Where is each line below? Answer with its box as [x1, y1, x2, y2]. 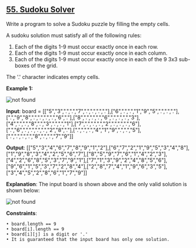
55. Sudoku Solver [6, 5, 75, 15]
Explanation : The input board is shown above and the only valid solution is [6, 180, 187, 187]
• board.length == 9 [6, 221, 57, 227]
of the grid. [31, 62, 58, 69]
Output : [6, 144, 25, 151]
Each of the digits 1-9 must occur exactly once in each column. [14, 49, 168, 57]
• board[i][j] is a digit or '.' [6, 231, 88, 237]
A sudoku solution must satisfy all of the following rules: [6, 32, 142, 39]
